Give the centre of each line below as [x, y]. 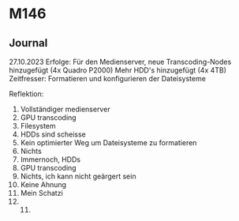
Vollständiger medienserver [65, 109]
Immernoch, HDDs [50, 159]
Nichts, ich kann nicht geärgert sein [78, 176]
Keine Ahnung [43, 185]
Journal [28, 43]
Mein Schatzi [42, 193]
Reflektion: [26, 94]
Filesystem [38, 126]
